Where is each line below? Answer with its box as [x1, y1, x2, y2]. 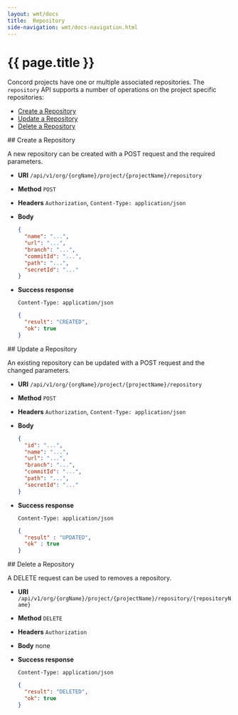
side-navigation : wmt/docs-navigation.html [7, 24, 139, 31]
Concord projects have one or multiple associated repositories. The [7, 78, 205, 86]
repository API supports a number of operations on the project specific [7, 86, 217, 94]
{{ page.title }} [7, 54, 95, 71]
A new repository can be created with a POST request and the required [7, 150, 215, 158]
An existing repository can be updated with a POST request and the [7, 358, 205, 367]
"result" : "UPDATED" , [24, 534, 92, 541]
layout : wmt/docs [7, 10, 59, 18]
